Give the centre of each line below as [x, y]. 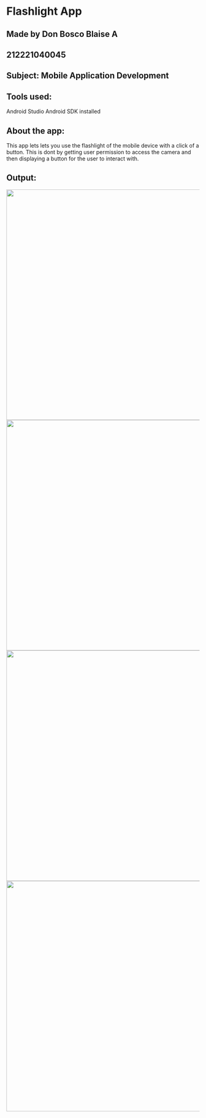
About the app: [36, 131]
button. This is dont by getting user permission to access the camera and [99, 152]
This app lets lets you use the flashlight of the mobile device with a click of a [103, 145]
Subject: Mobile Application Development [88, 76]
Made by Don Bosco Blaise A [62, 34]
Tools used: [29, 96]
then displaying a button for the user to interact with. [73, 159]
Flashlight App [44, 11]
